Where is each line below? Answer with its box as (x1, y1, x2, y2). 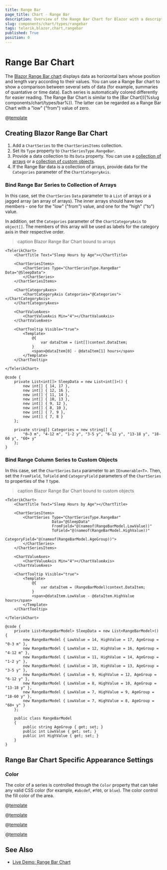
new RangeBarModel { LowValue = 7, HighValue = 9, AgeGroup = (23, 690, 155, 695)
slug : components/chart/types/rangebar (5, 21, 88, 26)
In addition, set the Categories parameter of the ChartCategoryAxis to (5, 218, 147, 224)
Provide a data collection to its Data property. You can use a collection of (12, 153, 162, 159)
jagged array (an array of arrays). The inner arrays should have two (5, 198, 143, 204)
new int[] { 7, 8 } (23, 414, 64, 419)
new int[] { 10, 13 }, (23, 396, 70, 402)
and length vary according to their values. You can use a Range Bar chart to (5, 78, 160, 84)
